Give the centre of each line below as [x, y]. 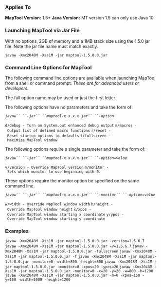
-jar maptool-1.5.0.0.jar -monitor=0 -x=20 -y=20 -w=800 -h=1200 [85, 271]
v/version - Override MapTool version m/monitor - [57, 167]
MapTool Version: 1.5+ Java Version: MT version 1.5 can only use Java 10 [80, 18]
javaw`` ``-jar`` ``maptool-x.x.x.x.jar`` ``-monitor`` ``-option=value [80, 195]
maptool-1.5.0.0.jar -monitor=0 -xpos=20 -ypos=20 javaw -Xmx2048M [83, 267]
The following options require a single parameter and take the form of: [75, 149]
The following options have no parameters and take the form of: [69, 107]
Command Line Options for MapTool [48, 67]
